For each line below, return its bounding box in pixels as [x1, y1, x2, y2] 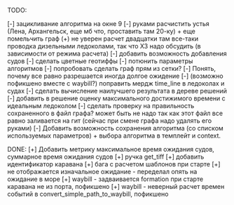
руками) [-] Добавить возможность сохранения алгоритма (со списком [7, 124, 224, 132]
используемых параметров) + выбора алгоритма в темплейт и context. [7, 131, 221, 140]
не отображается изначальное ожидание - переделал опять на [7, 168, 198, 176]
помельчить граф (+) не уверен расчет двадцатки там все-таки [7, 34, 199, 43]
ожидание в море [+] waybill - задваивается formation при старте [7, 175, 204, 183]
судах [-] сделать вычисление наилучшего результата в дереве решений [7, 87, 228, 95]
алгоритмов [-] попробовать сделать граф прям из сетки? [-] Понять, [7, 65, 216, 72]
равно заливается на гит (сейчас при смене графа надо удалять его [7, 117, 212, 125]
